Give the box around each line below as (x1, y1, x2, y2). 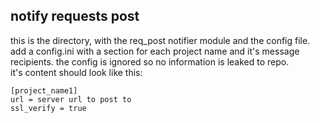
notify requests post (10, 8, 140, 25)
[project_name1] (10, 85, 78, 96)
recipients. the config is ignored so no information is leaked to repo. (10, 55, 290, 68)
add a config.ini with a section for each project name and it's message (10, 45, 300, 57)
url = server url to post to (10, 94, 132, 104)
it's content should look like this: (10, 66, 143, 78)
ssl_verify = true (10, 103, 87, 113)
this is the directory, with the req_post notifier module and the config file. (10, 34, 311, 46)
